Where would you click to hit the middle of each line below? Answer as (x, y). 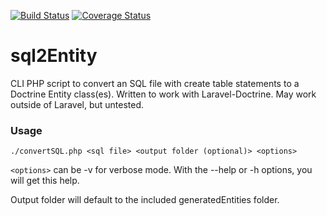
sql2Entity (54, 56)
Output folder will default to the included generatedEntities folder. (145, 200)
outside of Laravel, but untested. (77, 104)
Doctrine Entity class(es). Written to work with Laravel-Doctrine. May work (163, 94)
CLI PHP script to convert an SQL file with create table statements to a (155, 83)
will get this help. (45, 181)
